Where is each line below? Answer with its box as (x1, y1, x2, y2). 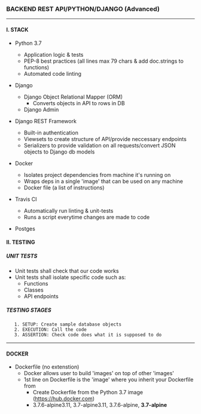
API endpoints (23, 293, 59, 300)
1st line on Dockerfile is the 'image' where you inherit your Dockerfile (23, 376, 194, 384)
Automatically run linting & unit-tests (23, 207, 114, 214)
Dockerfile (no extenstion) (14, 363, 80, 370)
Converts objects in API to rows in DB (32, 99, 125, 106)
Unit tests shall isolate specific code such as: (14, 274, 126, 281)
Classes (23, 286, 44, 294)
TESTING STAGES (6, 306, 52, 314)
